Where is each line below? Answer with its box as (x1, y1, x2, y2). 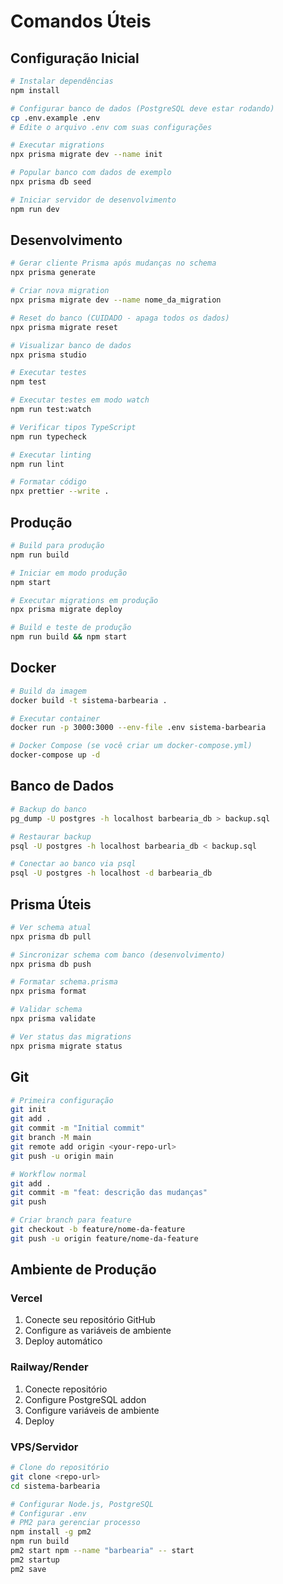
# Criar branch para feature (10, 1215, 132, 1225)
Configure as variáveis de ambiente (24, 1325, 172, 1337)
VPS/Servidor (10, 1440, 79, 1454)
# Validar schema (10, 1005, 83, 1015)
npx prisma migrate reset (10, 322, 118, 332)
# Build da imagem (10, 686, 87, 696)
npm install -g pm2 (10, 1527, 92, 1537)
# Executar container (10, 713, 101, 724)
